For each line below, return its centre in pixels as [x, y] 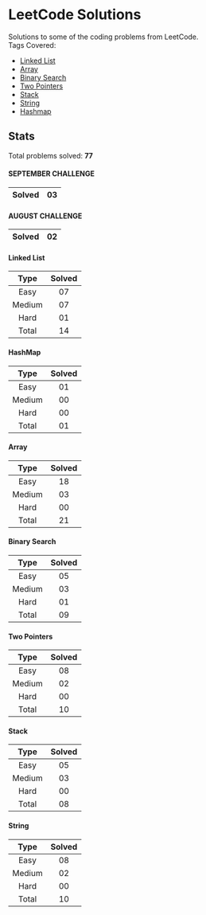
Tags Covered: [32, 45]
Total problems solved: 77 [51, 155]
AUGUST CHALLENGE [45, 216]
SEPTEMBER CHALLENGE [52, 174]
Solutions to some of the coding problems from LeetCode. [103, 37]
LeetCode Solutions [75, 15]
